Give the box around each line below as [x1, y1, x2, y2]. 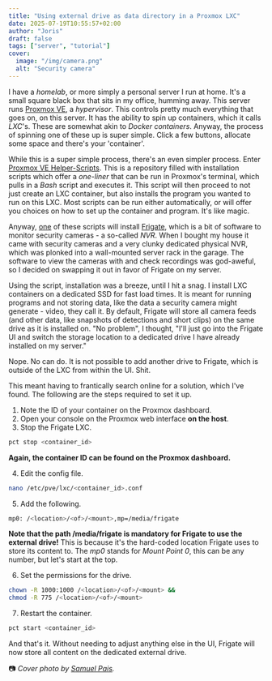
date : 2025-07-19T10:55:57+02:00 [8, 19, 121, 28]
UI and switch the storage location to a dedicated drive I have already [8, 332, 240, 341]
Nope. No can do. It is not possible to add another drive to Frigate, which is [8, 356, 259, 366]
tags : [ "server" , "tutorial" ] [8, 42, 111, 50]
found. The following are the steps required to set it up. [8, 389, 193, 399]
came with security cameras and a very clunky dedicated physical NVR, [8, 238, 249, 248]
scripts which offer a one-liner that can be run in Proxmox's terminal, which [8, 171, 260, 181]
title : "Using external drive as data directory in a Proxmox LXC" [8, 11, 241, 20]
